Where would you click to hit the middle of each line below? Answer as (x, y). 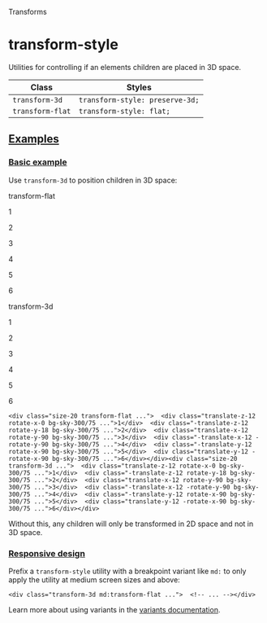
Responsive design (47, 553)
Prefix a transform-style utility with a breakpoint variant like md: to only (127, 571)
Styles (139, 87)
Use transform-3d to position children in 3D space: (93, 180)
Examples (34, 139)
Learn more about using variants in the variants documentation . (114, 609)
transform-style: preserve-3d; (139, 100)
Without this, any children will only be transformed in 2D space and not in (131, 524)
